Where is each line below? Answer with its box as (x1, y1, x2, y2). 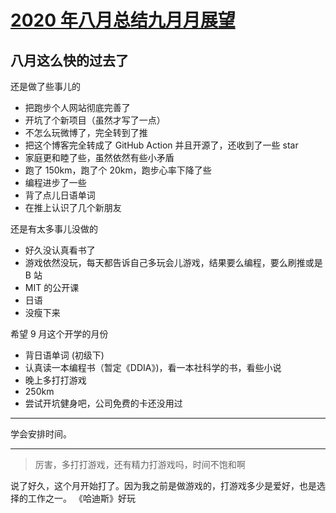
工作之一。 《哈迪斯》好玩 (27, 492, 136, 504)
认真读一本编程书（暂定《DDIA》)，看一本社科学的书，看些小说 (24, 362, 282, 373)
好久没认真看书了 (24, 244, 96, 256)
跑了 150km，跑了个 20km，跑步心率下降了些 (24, 164, 212, 176)
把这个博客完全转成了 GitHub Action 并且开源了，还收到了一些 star (24, 139, 299, 151)
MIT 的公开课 (24, 282, 80, 293)
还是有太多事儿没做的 (10, 223, 98, 235)
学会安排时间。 (10, 428, 72, 440)
